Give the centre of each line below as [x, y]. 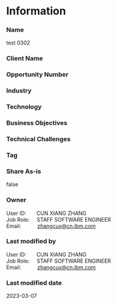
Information [36, 11]
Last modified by [31, 242]
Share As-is [24, 171]
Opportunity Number [37, 74]
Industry [19, 91]
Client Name [25, 58]
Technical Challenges [38, 139]
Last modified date [34, 282]
